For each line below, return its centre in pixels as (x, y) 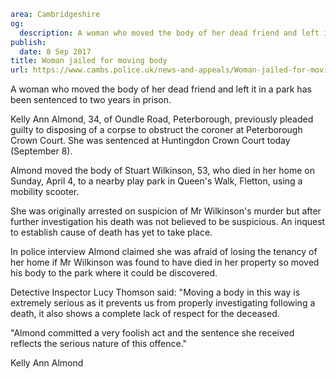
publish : (28, 42)
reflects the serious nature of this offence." (99, 344)
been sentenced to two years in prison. (91, 100)
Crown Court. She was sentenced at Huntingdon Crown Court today (150, 141)
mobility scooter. (45, 192)
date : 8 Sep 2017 (55, 51)
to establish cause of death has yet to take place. (111, 232)
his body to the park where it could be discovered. (114, 273)
